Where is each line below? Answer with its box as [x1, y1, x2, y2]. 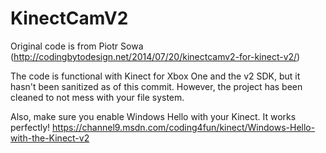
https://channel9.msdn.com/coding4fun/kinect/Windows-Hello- [52, 121, 316, 133]
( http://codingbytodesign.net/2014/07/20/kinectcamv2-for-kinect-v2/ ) [10, 50, 301, 62]
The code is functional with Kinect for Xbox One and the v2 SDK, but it [10, 70, 301, 82]
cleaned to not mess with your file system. [10, 91, 185, 103]
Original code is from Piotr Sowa [10, 40, 144, 52]
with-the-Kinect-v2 [10, 132, 90, 144]
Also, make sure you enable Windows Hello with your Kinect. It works [10, 110, 297, 122]
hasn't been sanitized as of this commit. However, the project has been [10, 80, 303, 92]
